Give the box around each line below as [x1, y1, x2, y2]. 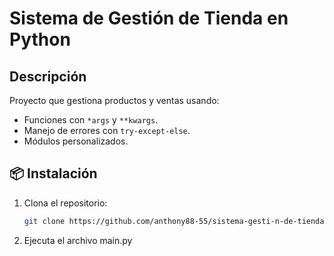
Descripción [9, 68, 87, 85]
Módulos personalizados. [23, 135, 129, 147]
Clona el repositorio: [23, 197, 108, 209]
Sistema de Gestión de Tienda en [9, 7, 289, 30]
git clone [23, 216, 66, 226]
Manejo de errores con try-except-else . [23, 125, 191, 136]
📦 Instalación [9, 165, 98, 182]
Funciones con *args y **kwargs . [23, 114, 159, 126]
